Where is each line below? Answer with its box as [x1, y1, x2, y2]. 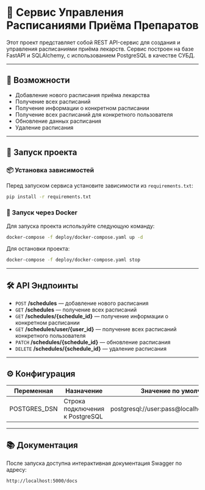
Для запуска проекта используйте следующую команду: [6, 222, 155, 230]
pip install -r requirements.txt [6, 194, 92, 200]
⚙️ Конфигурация [6, 368, 76, 379]
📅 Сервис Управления [6, 5, 124, 20]
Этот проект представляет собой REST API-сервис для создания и [6, 38, 181, 46]
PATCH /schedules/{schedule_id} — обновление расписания [15, 338, 171, 346]
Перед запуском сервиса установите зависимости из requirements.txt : [6, 182, 193, 189]
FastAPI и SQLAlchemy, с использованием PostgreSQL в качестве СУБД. [6, 51, 195, 59]
